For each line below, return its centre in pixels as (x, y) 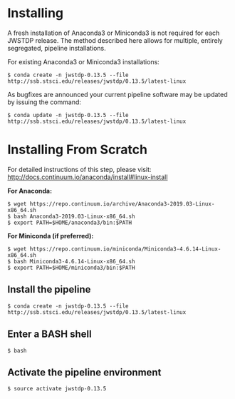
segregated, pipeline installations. (57, 48)
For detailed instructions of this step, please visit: (79, 169)
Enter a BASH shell (49, 334)
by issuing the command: (45, 102)
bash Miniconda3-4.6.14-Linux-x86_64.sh (74, 261)
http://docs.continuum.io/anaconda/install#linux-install (88, 177)
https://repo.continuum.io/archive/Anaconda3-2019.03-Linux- (122, 204)
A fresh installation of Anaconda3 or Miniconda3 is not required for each (114, 33)
